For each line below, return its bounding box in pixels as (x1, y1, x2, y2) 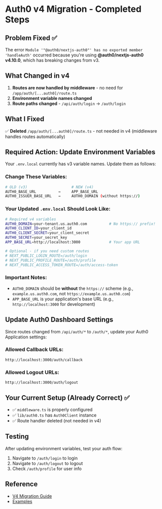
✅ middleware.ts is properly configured (12, 407, 93, 413)
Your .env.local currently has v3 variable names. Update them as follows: (5, 161, 157, 167)
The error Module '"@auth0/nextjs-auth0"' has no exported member (5, 47, 143, 52)
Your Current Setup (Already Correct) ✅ (5, 393, 130, 402)
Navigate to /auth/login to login (12, 455, 78, 461)
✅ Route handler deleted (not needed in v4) (12, 417, 101, 423)
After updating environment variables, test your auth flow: (5, 445, 122, 451)
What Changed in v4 (5, 72, 70, 80)
